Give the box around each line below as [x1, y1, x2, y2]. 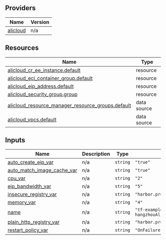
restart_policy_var [7, 227, 48, 234]
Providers [5, 4, 36, 12]
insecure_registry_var [7, 191, 57, 198]
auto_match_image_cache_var [7, 167, 78, 174]
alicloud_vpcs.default [7, 116, 57, 123]
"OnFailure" [135, 227, 163, 233]
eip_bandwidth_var [7, 183, 51, 190]
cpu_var [7, 175, 26, 182]
